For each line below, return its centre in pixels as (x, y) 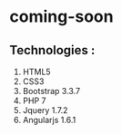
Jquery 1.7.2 (45, 110)
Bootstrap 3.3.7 (51, 91)
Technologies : (52, 50)
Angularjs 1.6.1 (49, 120)
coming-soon (61, 17)
